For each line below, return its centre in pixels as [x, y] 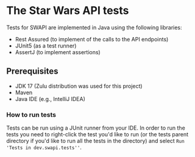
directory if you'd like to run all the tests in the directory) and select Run [95, 141]
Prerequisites [32, 72]
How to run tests [31, 114]
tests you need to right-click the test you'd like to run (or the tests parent [97, 134]
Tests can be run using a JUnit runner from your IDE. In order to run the [96, 128]
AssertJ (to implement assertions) [58, 52]
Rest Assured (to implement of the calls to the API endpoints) [92, 39]
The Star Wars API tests [68, 11]
